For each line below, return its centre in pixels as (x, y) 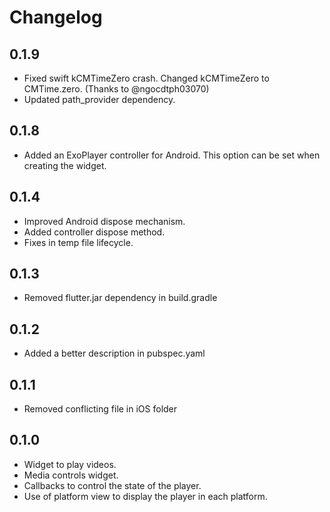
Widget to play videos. (70, 464)
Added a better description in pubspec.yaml (114, 353)
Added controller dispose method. (94, 232)
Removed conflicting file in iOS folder (100, 409)
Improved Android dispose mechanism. (104, 221)
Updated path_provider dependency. (99, 99)
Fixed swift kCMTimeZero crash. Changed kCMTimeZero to (146, 78)
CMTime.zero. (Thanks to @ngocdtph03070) (116, 89)
